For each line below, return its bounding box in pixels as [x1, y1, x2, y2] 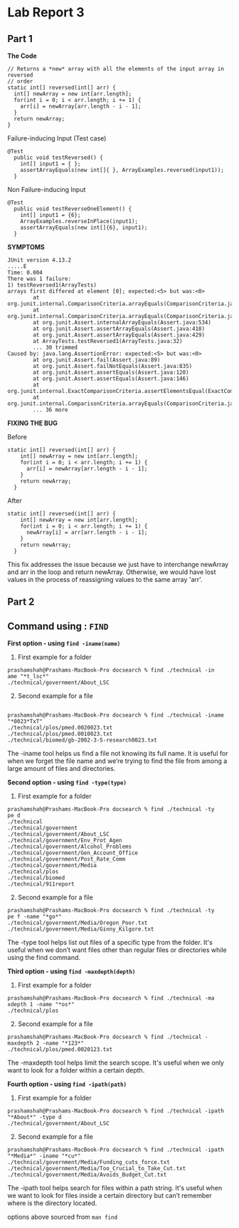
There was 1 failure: [7, 275, 72, 282]
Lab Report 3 [7, 4, 85, 21]
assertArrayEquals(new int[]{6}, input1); [20, 224, 148, 231]
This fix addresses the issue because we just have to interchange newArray [7, 561, 229, 568]
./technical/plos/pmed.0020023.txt [7, 725, 113, 732]
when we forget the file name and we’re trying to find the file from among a [7, 757, 228, 765]
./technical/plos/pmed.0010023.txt [7, 730, 113, 738]
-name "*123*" [42, 1040, 84, 1047]
